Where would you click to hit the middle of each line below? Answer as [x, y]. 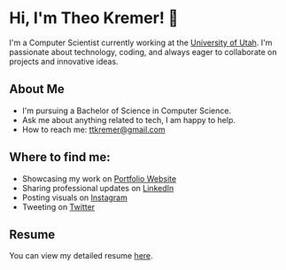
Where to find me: [60, 157]
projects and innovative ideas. [64, 61]
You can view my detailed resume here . [81, 256]
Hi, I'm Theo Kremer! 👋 [94, 18]
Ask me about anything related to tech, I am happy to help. [129, 120]
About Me [37, 89]
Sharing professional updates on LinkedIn [98, 188]
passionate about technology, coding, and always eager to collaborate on [143, 51]
